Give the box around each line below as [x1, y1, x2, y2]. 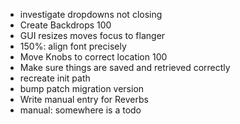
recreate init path [19, 72, 91, 84]
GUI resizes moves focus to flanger [19, 30, 166, 41]
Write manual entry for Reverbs [19, 94, 149, 105]
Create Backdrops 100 [19, 19, 112, 31]
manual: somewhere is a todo [19, 104, 142, 116]
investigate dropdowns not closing [19, 9, 163, 20]
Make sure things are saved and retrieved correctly [19, 62, 231, 73]
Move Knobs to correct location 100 [19, 51, 168, 63]
